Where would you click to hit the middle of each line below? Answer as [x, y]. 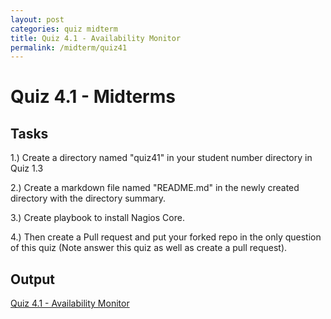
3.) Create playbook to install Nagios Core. [97, 218]
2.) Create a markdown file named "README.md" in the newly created [155, 188]
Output [32, 279]
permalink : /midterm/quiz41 [69, 47]
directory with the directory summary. [88, 198]
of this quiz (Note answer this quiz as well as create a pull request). [149, 248]
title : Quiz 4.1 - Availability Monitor [96, 38]
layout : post [37, 19]
